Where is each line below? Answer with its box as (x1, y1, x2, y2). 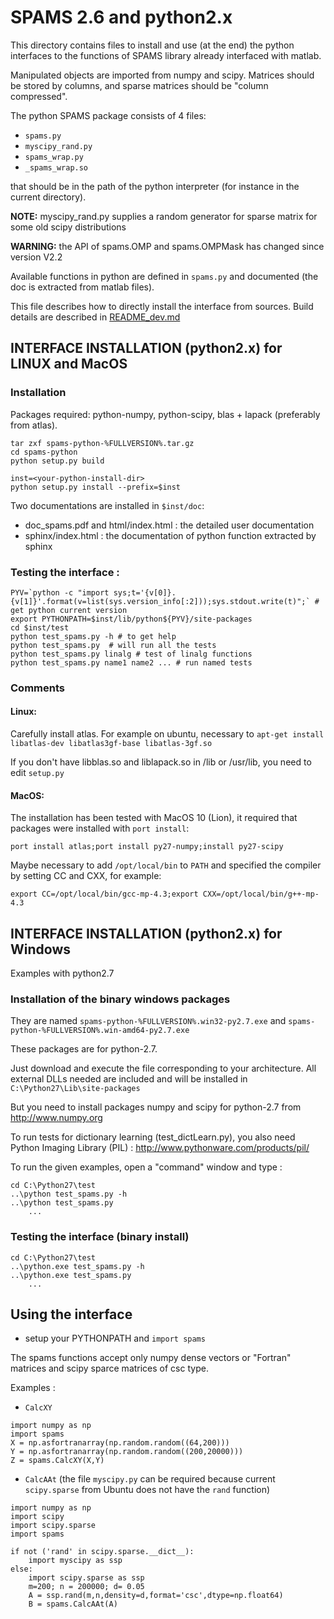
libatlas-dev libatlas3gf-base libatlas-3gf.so (10, 739, 213, 749)
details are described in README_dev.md (10, 311, 181, 323)
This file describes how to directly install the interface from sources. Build (10, 300, 314, 312)
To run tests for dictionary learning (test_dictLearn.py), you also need (10, 1131, 296, 1143)
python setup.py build (10, 456, 105, 466)
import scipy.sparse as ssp (28, 1573, 145, 1583)
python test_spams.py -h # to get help (10, 631, 177, 641)
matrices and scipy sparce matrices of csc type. (10, 1362, 209, 1375)
